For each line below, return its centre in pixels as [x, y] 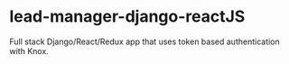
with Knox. [29, 50]
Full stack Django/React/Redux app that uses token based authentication [144, 41]
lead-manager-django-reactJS [127, 17]
